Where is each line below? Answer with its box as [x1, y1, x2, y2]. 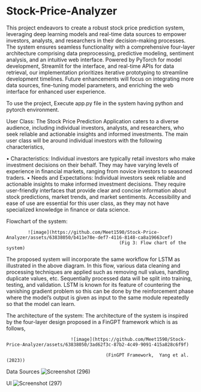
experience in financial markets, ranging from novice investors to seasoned [6, 167, 193, 175]
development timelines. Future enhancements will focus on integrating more [6, 75, 194, 82]
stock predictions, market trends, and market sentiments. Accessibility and [6, 193, 191, 200]
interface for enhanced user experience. [6, 88, 106, 95]
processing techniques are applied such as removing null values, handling [6, 268, 189, 275]
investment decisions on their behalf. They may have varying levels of [6, 161, 179, 168]
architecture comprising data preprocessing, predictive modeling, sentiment [6, 49, 194, 57]
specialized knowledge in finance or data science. [6, 206, 130, 213]
